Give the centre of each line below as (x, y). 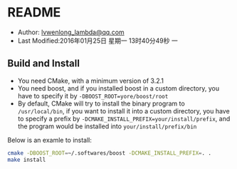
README (34, 12)
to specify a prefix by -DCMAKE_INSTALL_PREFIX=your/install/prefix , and (124, 118)
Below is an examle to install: (50, 140)
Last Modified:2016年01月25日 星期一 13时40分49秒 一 (98, 41)
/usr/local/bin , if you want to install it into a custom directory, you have (123, 111)
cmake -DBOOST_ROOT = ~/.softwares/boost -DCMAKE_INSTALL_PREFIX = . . (110, 153)
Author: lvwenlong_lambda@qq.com (71, 32)
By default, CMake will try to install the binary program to (101, 103)
